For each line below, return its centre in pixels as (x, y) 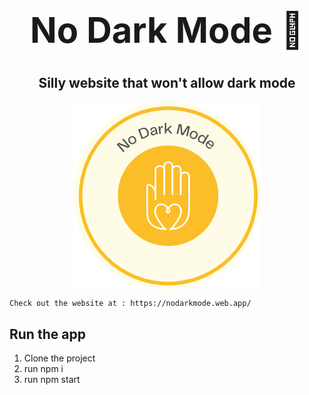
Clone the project (59, 358)
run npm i (43, 369)
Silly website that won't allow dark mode (167, 82)
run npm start (52, 380)
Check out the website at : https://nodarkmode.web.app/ (130, 304)
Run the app (47, 334)
